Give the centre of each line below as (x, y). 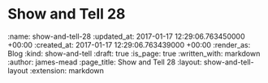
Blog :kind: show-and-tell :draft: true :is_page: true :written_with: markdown (134, 53)
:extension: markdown (67, 70)
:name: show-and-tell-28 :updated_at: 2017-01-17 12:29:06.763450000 (126, 36)
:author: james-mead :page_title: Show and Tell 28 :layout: (105, 62)
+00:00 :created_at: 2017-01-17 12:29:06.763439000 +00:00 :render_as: (129, 44)
